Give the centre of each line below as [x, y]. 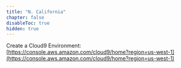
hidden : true [23, 29]
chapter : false [25, 17]
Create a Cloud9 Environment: [44, 46]
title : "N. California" [36, 12]
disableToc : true [28, 23]
